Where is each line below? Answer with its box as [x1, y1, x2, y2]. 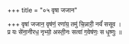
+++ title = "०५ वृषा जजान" [7, 6, 78, 14]
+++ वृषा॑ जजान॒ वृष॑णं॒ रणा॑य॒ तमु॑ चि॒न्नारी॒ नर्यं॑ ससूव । [7, 20, 122, 28]
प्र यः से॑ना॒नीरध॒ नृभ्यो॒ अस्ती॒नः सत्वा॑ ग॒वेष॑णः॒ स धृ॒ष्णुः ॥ [7, 28, 122, 36]
